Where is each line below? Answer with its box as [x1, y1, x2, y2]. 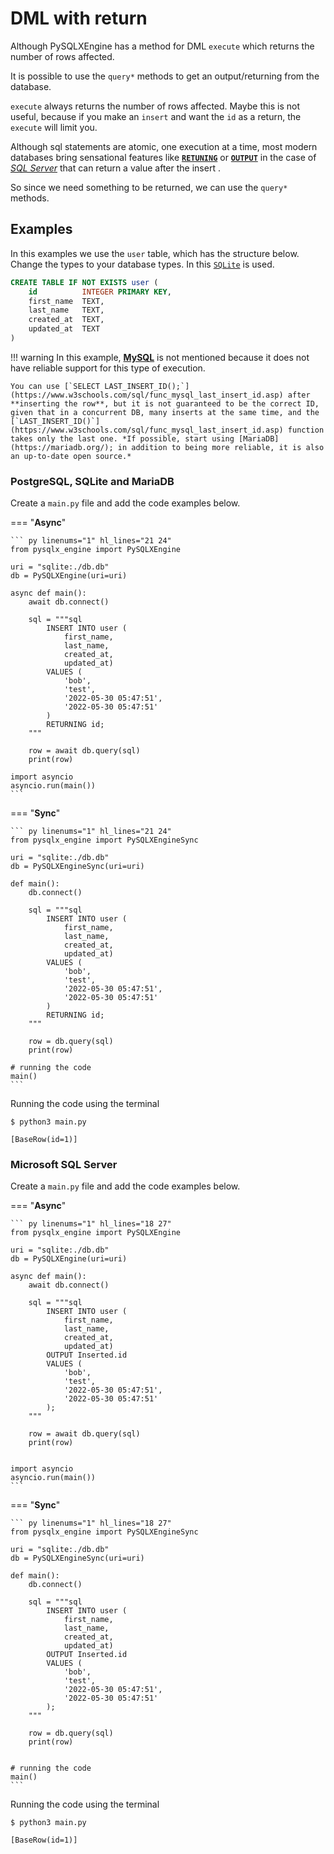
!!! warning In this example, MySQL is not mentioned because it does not [10, 351, 310, 363]
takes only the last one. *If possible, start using [10, 433, 235, 444]
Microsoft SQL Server [10, 1158, 118, 1172]
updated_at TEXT [28, 324, 101, 334]
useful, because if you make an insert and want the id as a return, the [10, 110, 302, 122]
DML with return [10, 7, 148, 30]
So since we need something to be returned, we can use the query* [10, 181, 288, 193]
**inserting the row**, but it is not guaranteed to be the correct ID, [10, 398, 320, 409]
